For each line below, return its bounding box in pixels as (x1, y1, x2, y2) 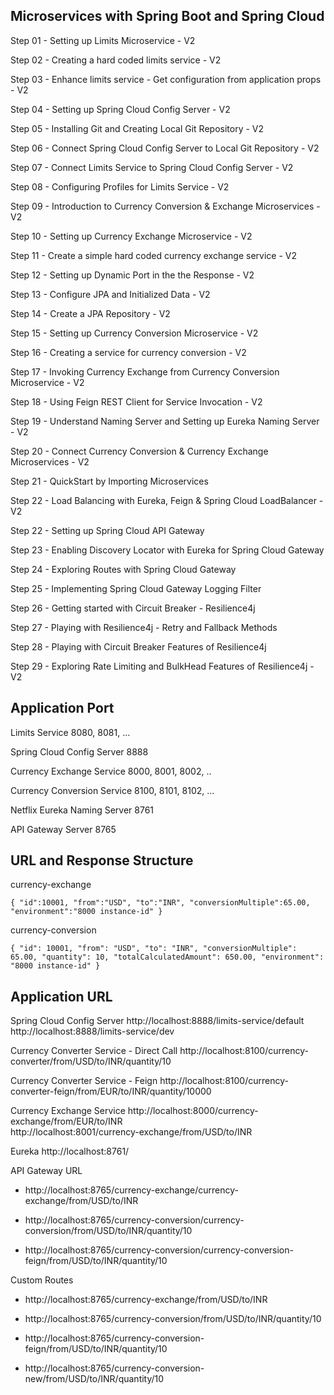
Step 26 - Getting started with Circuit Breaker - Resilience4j (10, 602, 256, 614)
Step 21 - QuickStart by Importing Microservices (10, 475, 209, 487)
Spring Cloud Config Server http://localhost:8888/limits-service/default (10, 1015, 305, 1027)
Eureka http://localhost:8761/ (10, 1145, 130, 1158)
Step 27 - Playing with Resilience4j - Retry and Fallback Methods (10, 621, 278, 633)
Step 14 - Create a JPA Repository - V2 (10, 307, 171, 319)
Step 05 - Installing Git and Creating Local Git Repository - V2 (10, 122, 265, 134)
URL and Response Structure (10, 852, 194, 869)
